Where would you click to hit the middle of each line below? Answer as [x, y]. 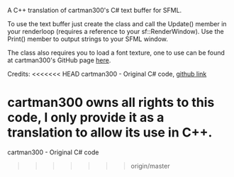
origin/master [150, 166]
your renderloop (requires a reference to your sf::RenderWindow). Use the [116, 32]
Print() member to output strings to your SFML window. [88, 39]
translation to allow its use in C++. [110, 133]
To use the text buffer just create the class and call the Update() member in [117, 24]
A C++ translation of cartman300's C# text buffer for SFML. [95, 10]
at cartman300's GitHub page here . [59, 60]
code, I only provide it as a [86, 118]
